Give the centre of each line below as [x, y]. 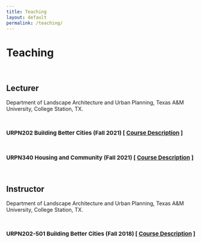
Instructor [25, 189]
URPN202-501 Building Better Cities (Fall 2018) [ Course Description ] [101, 233]
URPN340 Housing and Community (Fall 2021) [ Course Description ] [100, 158]
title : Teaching [26, 12]
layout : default [26, 17]
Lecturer [22, 88]
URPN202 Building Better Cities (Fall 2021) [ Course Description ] [94, 133]
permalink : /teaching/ [34, 23]
